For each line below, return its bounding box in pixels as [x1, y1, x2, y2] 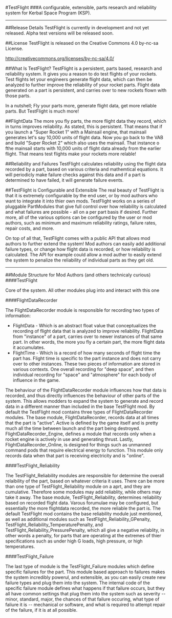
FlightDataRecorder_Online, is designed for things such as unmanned [5, 442, 151, 447]
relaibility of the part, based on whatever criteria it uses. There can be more [5, 478, 165, 484]
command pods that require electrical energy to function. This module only [5, 447, 163, 453]
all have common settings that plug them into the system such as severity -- [5, 591, 166, 596]
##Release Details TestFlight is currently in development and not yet [5, 25, 149, 30]
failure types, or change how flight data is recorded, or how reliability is [5, 246, 156, 252]
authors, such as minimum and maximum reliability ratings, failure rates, [5, 220, 157, 226]
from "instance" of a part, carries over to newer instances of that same [12, 333, 162, 340]
